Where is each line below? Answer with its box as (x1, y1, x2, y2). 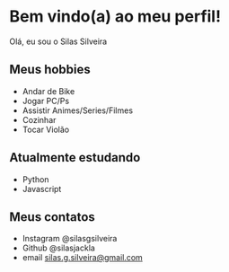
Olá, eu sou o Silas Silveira (9, 36, 108, 47)
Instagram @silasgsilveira (22, 233, 118, 244)
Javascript (22, 183, 62, 194)
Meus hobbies (9, 62, 92, 77)
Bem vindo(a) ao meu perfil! (9, 6, 222, 27)
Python (22, 173, 49, 185)
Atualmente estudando (9, 150, 141, 165)
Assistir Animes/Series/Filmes (22, 105, 133, 116)
